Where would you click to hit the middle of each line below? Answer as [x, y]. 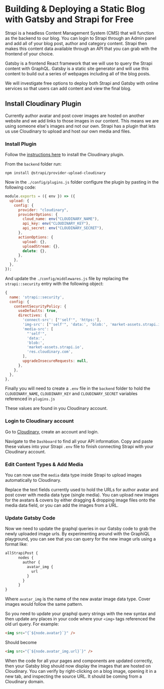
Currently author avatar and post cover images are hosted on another [75, 116]
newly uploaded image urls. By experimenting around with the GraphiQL [78, 534]
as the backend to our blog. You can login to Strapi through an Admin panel [81, 38]
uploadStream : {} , [41, 246]
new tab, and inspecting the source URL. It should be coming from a [74, 676]
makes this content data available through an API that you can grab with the [81, 48]
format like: [16, 544]
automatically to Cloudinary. [33, 480]
